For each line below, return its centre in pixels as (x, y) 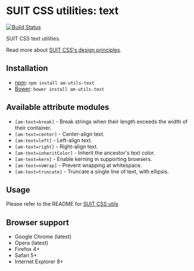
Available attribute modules (58, 107)
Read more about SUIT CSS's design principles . (64, 50)
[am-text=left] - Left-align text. (53, 140)
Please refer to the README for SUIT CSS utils (62, 204)
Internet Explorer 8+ (39, 262)
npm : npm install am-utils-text (54, 82)
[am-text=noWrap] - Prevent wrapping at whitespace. (78, 165)
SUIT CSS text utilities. (33, 38)
